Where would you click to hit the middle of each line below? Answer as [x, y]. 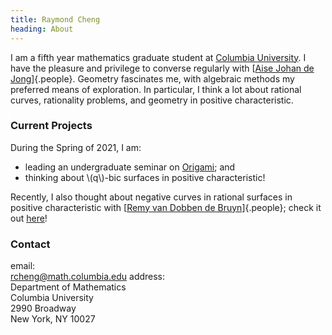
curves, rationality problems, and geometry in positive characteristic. [152, 100]
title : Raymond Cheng [55, 19]
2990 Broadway [43, 308]
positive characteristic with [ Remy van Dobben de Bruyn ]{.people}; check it [166, 207]
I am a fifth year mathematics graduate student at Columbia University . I [158, 57]
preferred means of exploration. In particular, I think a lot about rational [156, 89]
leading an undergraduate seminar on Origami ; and [130, 167]
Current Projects [51, 126]
